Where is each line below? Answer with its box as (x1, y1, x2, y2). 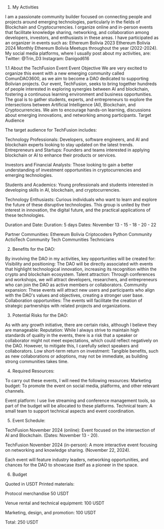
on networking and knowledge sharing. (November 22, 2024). (5, 447, 131, 453)
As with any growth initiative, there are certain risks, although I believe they (5, 322, 157, 328)
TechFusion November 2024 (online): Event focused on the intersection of (5, 427, 156, 433)
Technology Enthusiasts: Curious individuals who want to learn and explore (5, 197, 157, 202)
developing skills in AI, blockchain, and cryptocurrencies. (5, 187, 121, 193)
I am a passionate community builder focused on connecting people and (5, 14, 152, 19)
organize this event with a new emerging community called (5, 70, 124, 76)
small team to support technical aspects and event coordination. (5, 408, 135, 414)
